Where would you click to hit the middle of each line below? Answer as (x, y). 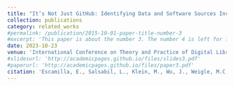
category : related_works (43, 26)
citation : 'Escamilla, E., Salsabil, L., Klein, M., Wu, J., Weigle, (110, 71)
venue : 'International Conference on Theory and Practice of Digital (110, 53)
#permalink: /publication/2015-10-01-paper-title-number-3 (95, 33)
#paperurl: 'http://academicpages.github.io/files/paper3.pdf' (101, 65)
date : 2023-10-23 (32, 46)
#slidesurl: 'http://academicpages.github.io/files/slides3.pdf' (104, 59)
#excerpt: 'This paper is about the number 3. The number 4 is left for (115, 40)
